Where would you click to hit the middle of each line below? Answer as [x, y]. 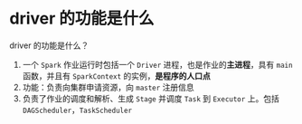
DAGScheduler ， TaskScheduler [77, 110]
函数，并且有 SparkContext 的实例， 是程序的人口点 [116, 76]
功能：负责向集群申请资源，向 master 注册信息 [108, 87]
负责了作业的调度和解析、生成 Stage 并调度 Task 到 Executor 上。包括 [151, 98]
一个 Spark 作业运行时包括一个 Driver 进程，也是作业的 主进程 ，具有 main [157, 64]
